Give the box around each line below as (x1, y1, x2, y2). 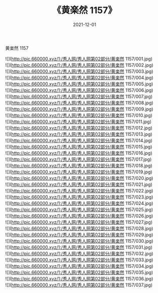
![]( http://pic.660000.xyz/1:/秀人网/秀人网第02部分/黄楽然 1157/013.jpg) (5, 131, 152, 137)
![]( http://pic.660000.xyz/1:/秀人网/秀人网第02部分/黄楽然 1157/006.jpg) (5, 87, 153, 93)
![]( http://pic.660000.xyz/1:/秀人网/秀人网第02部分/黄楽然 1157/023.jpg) (5, 194, 153, 200)
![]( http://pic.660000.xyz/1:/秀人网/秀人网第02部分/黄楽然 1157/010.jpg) (5, 112, 152, 118)
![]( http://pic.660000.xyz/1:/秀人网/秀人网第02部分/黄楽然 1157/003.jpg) (5, 68, 153, 74)
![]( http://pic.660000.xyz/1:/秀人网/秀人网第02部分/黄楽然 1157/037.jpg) (5, 282, 152, 288)
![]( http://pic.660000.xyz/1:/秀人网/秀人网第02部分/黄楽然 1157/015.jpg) (5, 144, 152, 150)
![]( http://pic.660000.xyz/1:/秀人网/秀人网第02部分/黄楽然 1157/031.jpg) (5, 244, 152, 250)
